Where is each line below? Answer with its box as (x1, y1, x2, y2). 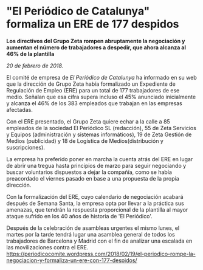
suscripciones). (6, 144, 46, 151)
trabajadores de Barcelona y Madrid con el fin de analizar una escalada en (6, 237, 193, 244)
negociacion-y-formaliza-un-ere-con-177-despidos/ (6, 257, 138, 264)
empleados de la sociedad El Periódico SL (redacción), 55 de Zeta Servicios (6, 124, 196, 131)
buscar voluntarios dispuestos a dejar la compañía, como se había (6, 168, 172, 176)
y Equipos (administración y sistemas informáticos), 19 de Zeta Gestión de (6, 131, 192, 138)
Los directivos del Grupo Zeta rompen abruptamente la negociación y (6, 37, 185, 44)
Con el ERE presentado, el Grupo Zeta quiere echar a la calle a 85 (6, 117, 170, 125)
